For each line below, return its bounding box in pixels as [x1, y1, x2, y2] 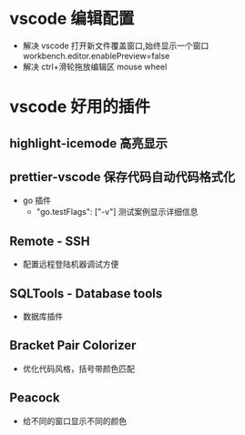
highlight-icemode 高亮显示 [9, 136, 168, 151]
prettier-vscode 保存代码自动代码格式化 [9, 169, 236, 185]
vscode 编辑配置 [9, 8, 135, 29]
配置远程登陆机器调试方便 [22, 258, 119, 269]
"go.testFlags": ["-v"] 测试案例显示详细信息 [36, 207, 199, 217]
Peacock [9, 390, 61, 406]
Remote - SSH [9, 233, 91, 248]
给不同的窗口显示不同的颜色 [22, 415, 128, 426]
